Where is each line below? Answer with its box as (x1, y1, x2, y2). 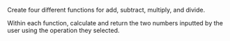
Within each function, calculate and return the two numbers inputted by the (7, 19, 223, 27)
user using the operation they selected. (7, 27, 120, 34)
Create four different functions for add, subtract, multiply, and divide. (7, 6, 206, 14)
